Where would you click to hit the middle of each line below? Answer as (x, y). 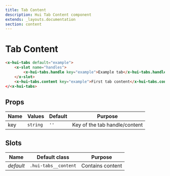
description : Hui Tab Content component (49, 15)
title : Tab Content (26, 10)
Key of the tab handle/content (108, 125)
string (35, 125)
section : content (24, 24)
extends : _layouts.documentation (40, 19)
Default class (53, 157)
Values (36, 116)
